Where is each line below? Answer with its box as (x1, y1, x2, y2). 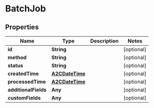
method (7, 54, 26, 61)
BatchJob (5, 3, 46, 14)
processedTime (7, 78, 46, 85)
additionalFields (7, 87, 47, 93)
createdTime (7, 70, 39, 77)
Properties (5, 23, 39, 31)
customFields (7, 95, 41, 101)
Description (90, 38, 119, 44)
